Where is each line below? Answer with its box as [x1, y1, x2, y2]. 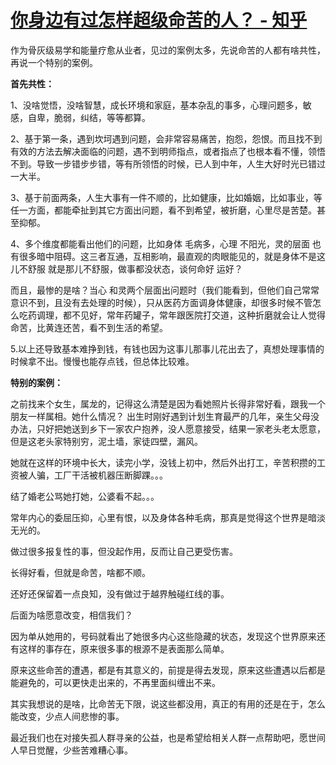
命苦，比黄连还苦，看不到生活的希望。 [10, 321, 168, 333]
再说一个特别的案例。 [10, 56, 98, 68]
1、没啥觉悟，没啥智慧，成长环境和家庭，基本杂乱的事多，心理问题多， [10, 99, 303, 111]
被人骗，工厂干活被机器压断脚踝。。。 [18, 469, 168, 481]
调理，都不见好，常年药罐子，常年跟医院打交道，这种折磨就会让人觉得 [36, 309, 326, 321]
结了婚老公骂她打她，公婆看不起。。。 [10, 490, 160, 502]
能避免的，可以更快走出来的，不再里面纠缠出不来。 [10, 676, 221, 688]
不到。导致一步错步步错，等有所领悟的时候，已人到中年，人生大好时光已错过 [10, 157, 326, 170]
